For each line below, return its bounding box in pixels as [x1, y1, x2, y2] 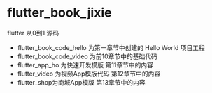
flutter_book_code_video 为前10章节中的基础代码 [17, 52, 157, 60]
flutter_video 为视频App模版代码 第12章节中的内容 [17, 69, 161, 78]
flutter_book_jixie [7, 5, 112, 21]
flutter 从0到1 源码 [7, 28, 59, 37]
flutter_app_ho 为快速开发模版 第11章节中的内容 [17, 60, 154, 69]
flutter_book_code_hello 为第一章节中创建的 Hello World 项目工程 [17, 43, 205, 51]
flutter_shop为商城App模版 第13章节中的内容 [17, 78, 146, 86]
